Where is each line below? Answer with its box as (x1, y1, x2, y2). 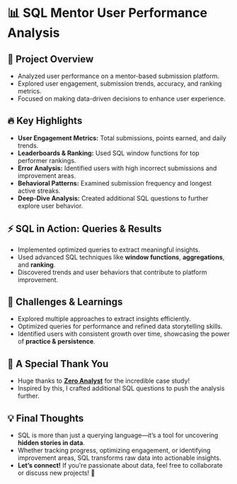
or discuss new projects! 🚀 (17, 468, 96, 478)
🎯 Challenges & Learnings (7, 296, 123, 308)
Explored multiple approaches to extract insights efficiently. (17, 315, 191, 323)
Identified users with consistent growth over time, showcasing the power (17, 330, 230, 338)
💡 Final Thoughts (7, 412, 84, 424)
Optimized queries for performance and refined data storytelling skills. (17, 322, 223, 331)
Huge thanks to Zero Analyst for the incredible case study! (17, 376, 190, 385)
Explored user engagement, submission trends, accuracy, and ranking (17, 79, 222, 88)
